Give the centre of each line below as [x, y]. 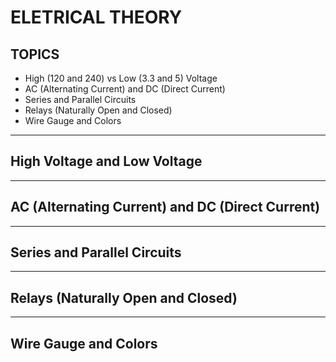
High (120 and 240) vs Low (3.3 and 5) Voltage [121, 78]
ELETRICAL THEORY [96, 17]
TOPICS [35, 54]
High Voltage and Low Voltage [106, 161]
